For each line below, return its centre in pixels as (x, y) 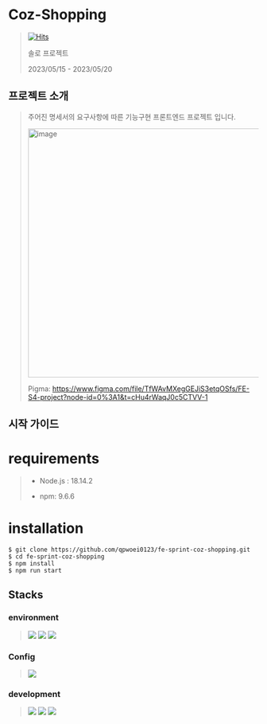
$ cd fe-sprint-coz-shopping (56, 557)
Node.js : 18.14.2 (66, 481)
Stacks (26, 595)
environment (34, 617)
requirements (54, 459)
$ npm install (32, 564)
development (35, 694)
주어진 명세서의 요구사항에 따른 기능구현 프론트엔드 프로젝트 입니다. (132, 116)
